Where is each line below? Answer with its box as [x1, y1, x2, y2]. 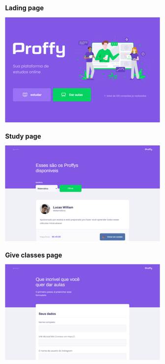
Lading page [5, 4, 44, 12]
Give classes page [5, 251, 62, 259]
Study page [5, 132, 41, 140]
